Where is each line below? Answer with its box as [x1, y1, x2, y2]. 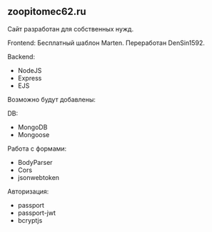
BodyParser [17, 158, 53, 166]
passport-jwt [17, 208, 56, 217]
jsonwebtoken [17, 173, 59, 181]
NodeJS [17, 66, 42, 74]
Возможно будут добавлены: [7, 95, 96, 104]
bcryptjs [17, 216, 43, 224]
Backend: [7, 52, 36, 61]
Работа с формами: [7, 144, 67, 153]
